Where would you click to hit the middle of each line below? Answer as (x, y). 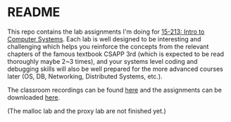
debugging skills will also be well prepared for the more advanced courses (115, 69)
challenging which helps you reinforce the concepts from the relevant (108, 46)
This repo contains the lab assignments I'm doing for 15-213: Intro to (106, 32)
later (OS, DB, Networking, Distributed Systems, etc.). (85, 76)
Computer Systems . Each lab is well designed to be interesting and (104, 39)
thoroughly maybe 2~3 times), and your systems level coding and (102, 61)
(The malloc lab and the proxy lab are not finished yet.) (87, 111)
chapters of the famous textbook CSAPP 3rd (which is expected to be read (115, 54)
